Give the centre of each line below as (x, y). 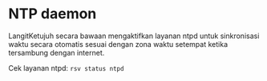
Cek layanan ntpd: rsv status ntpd (66, 67)
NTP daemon (53, 14)
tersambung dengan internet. (57, 52)
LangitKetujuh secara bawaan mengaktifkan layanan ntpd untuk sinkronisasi (134, 36)
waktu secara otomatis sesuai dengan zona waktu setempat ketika (118, 44)
